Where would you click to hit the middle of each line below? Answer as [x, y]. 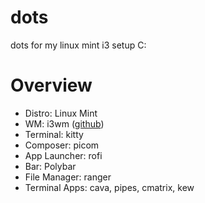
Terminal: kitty [54, 134]
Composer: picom [62, 145]
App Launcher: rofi [63, 155]
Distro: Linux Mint [61, 113]
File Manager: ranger [68, 177]
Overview [51, 85]
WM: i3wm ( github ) [64, 123]
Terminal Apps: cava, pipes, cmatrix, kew [109, 187]
